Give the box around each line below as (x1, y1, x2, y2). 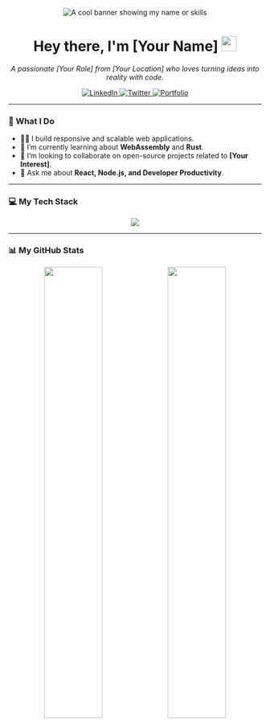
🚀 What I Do (8, 115, 55, 126)
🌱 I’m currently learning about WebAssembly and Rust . (19, 142, 204, 152)
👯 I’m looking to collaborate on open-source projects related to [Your (19, 151, 249, 161)
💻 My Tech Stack (8, 196, 79, 207)
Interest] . (19, 159, 52, 169)
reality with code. (106, 72, 164, 82)
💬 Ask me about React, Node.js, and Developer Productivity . (19, 168, 224, 178)
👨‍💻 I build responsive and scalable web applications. (19, 133, 194, 144)
